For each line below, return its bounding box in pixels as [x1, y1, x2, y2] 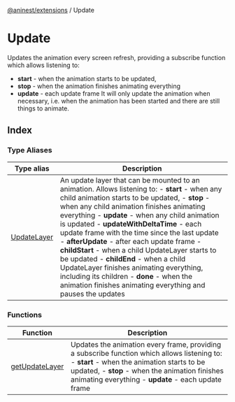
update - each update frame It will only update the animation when [17, 89, 211, 97]
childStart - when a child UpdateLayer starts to [59, 245, 217, 254]
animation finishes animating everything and [59, 280, 206, 289]
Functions [7, 310, 42, 320]
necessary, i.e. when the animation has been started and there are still [17, 96, 220, 105]
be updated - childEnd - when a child [59, 254, 186, 264]
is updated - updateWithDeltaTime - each [59, 219, 202, 229]
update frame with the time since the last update [59, 227, 219, 237]
